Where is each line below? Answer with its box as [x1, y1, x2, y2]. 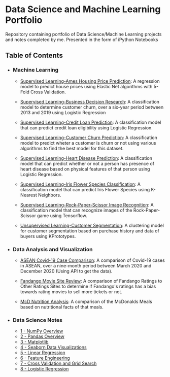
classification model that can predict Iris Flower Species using [20, 186, 150, 192]
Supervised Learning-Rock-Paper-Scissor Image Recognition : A [20, 201, 154, 208]
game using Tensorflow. [37, 212, 87, 219]
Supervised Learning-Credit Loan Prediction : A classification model [20, 119, 161, 125]
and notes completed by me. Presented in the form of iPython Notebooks [5, 37, 158, 43]
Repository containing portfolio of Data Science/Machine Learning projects [5, 31, 162, 37]
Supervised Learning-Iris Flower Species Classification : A [20, 181, 141, 187]
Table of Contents [5, 51, 63, 60]
